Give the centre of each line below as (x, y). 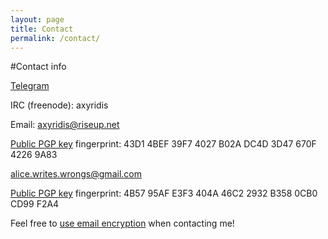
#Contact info (38, 67)
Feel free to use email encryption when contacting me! (122, 223)
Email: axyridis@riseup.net (65, 125)
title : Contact (42, 29)
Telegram (30, 86)
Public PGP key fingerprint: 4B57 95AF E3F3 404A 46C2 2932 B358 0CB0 (164, 193)
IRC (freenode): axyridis (59, 105)
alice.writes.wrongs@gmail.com (76, 174)
